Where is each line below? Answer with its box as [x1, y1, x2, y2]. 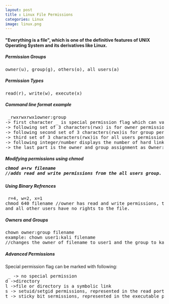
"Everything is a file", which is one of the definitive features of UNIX [5, 37, 150, 43]
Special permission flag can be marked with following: [5, 264, 117, 270]
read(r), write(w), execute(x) [5, 90, 82, 96]
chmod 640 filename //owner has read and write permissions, [5, 201, 159, 206]
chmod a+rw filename [5, 166, 56, 171]
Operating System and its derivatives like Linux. [5, 42, 107, 48]
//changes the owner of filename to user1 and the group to [5, 240, 157, 246]
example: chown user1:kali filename [5, 235, 96, 241]
